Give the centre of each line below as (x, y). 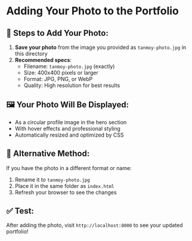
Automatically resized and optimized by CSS (69, 135)
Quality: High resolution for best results (72, 85)
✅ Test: (20, 211)
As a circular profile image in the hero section (71, 122)
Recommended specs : (43, 60)
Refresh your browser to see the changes (66, 192)
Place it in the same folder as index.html (64, 186)
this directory (31, 54)
